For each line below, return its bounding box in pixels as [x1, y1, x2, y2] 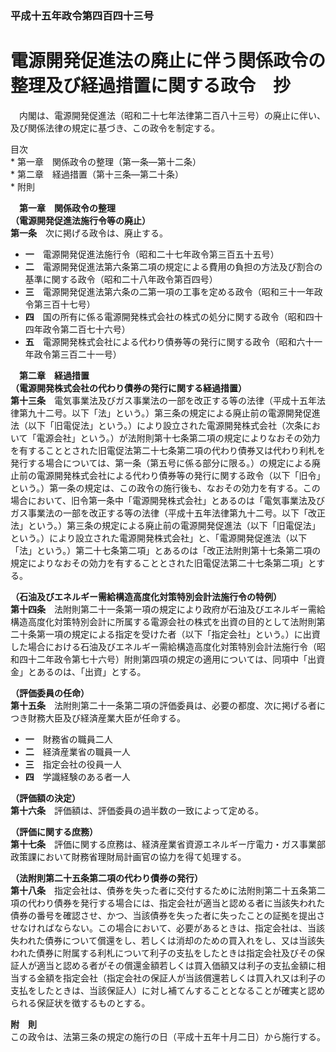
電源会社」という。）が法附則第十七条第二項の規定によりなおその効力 [36, 432, 321, 444]
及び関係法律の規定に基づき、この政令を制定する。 [10, 122, 221, 134]
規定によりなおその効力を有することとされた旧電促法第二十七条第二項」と [10, 557, 317, 569]
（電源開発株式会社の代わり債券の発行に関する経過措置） [10, 382, 247, 394]
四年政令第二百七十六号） [24, 323, 131, 335]
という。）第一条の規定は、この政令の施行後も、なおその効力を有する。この [10, 482, 321, 494]
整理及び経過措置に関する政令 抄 [10, 75, 292, 97]
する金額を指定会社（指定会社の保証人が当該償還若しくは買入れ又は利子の [18, 972, 326, 984]
